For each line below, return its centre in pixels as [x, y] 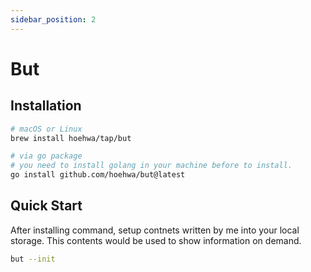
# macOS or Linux [46, 129]
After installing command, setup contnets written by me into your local [155, 230]
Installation [46, 106]
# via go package [46, 156]
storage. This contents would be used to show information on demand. [156, 240]
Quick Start [46, 206]
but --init [33, 259]
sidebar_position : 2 [53, 19]
